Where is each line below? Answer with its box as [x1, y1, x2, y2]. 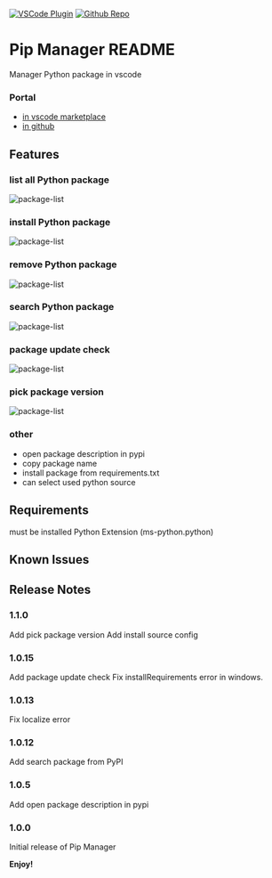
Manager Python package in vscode [9, 69, 142, 79]
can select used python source [21, 476, 136, 487]
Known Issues [9, 552, 90, 567]
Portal [9, 91, 36, 103]
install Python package [9, 215, 111, 228]
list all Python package [9, 174, 109, 186]
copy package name [21, 458, 98, 468]
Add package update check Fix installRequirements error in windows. [9, 671, 264, 682]
